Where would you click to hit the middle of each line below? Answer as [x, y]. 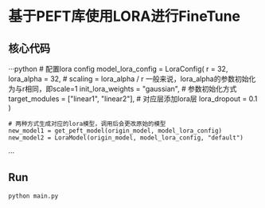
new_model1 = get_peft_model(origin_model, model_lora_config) [115, 131]
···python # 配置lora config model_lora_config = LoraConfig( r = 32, [118, 69]
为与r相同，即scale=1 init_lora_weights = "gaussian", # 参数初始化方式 [123, 89]
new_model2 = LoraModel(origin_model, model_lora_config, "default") [126, 138]
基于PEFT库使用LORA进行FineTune [125, 16]
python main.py [33, 196]
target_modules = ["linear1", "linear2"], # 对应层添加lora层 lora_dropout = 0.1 [133, 99]
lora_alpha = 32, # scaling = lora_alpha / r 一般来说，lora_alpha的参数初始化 [132, 79]
